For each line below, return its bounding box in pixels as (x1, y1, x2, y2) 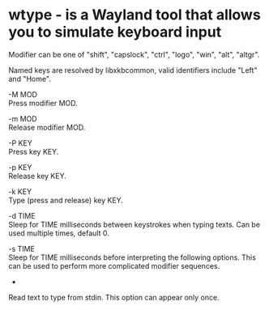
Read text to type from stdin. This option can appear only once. (8, 292, 220, 302)
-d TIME (8, 210, 36, 220)
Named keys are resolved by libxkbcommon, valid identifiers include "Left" (8, 65, 258, 74)
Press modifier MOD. (8, 98, 79, 108)
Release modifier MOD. (8, 122, 86, 132)
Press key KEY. (8, 147, 59, 156)
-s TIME (8, 244, 35, 253)
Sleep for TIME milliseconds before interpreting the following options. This (8, 253, 257, 262)
